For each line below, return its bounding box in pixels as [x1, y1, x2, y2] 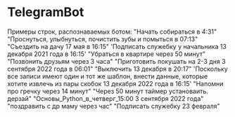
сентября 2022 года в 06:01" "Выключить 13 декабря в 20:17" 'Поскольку [7, 64, 228, 73]
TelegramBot [7, 4, 84, 20]
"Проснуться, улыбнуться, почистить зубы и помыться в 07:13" [7, 34, 198, 43]
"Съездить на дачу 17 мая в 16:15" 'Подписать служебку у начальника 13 [7, 42, 227, 50]
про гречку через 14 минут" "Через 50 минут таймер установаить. [7, 87, 209, 95]
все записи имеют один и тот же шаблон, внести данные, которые [7, 71, 208, 81]
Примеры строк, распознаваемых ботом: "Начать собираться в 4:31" [7, 27, 217, 36]
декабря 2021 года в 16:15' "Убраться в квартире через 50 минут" [7, 50, 206, 58]
